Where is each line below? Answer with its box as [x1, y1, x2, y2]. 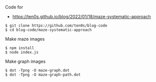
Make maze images [5, 36, 45, 42]
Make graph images [5, 58, 46, 64]
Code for [5, 4, 23, 10]
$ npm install [5, 46, 35, 51]
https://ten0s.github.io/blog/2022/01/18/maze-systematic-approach [12, 14, 151, 19]
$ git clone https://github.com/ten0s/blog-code [5, 23, 107, 28]
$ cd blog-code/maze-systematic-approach [5, 27, 92, 32]
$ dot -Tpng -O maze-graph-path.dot [5, 72, 81, 77]
